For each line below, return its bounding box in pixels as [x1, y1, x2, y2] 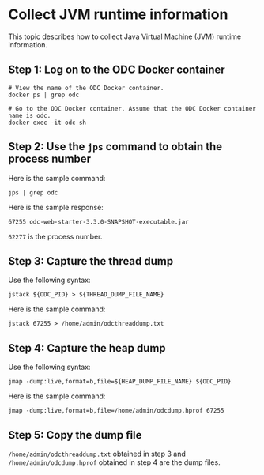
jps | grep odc [8, 188, 58, 197]
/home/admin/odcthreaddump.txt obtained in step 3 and [8, 449, 186, 458]
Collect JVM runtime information [8, 6, 228, 24]
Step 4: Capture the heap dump [8, 341, 166, 355]
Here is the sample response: [8, 202, 104, 212]
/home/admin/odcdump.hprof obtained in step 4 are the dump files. [8, 458, 221, 467]
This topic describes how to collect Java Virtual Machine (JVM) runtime [8, 32, 242, 41]
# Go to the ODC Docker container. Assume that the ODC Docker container [8, 104, 257, 112]
